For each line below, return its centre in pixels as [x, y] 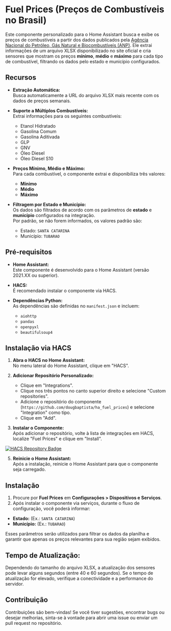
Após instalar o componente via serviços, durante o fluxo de [76, 503]
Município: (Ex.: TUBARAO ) [39, 524]
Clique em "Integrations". [47, 385]
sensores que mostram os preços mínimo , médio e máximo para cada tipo [84, 56]
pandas [27, 322]
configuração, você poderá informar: [51, 508]
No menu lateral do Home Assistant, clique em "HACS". [71, 366]
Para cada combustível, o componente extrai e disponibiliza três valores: [89, 174]
